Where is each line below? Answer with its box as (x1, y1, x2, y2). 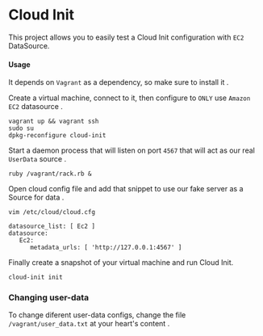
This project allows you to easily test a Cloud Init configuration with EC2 (8, 32, 244, 42)
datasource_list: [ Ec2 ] (8, 222, 95, 231)
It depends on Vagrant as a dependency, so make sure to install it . (8, 78, 229, 87)
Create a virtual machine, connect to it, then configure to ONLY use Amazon (8, 93, 251, 103)
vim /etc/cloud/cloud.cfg (8, 208, 95, 216)
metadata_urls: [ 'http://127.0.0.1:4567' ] (29, 244, 182, 252)
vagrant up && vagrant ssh (8, 117, 99, 126)
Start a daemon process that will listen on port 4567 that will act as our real (8, 145, 256, 155)
